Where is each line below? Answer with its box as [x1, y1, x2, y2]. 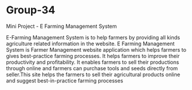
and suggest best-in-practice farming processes [6, 77, 124, 84]
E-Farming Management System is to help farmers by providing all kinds [6, 34, 180, 41]
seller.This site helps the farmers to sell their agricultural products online [6, 71, 180, 78]
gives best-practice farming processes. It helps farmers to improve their [6, 52, 180, 59]
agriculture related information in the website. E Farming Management [6, 40, 175, 47]
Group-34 [6, 3, 56, 17]
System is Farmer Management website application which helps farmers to [6, 46, 187, 53]
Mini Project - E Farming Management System [6, 23, 117, 30]
